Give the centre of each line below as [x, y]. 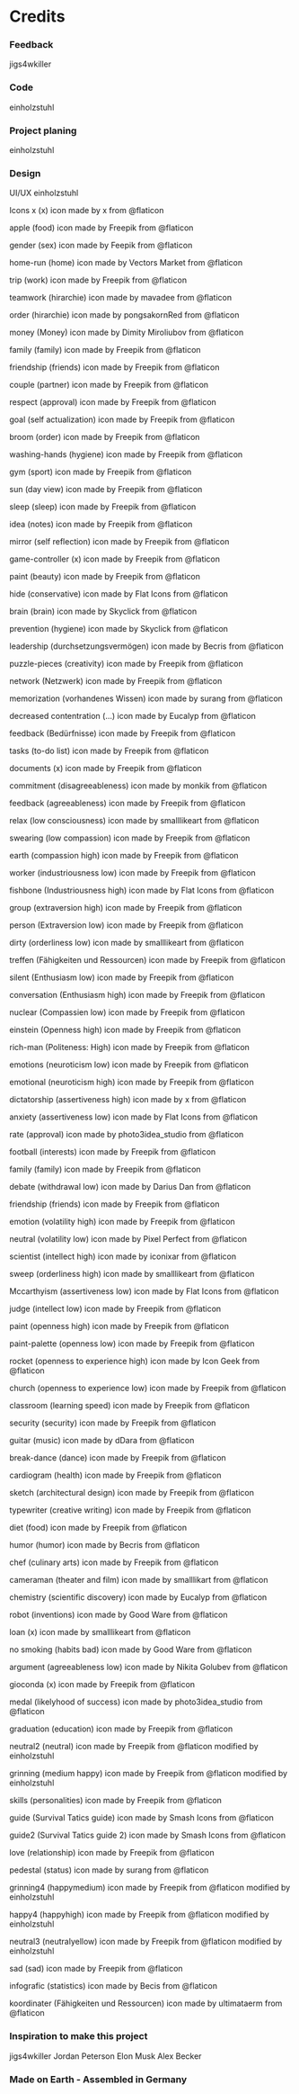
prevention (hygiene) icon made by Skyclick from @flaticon [119, 629]
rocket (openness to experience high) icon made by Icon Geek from [135, 1362]
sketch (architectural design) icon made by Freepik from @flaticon [132, 1493]
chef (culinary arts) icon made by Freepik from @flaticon [114, 1562]
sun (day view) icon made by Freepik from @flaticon [106, 490]
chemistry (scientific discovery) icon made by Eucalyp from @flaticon [138, 1597]
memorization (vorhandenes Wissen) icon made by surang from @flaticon [146, 698]
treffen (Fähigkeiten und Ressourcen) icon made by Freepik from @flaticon [147, 960]
